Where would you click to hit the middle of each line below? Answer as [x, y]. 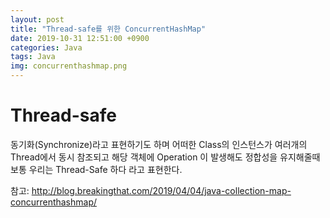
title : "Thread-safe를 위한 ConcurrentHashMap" [108, 29]
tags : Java [33, 57]
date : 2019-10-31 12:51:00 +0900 [80, 38]
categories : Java [46, 47]
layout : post [37, 19]
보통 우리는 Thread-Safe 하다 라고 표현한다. [96, 169]
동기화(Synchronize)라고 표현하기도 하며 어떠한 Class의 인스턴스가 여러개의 [159, 144]
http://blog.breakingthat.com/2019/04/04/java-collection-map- [161, 190]
